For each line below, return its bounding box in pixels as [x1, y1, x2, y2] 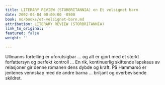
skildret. [5, 75, 22, 81]
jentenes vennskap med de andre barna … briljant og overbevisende [5, 69, 147, 75]
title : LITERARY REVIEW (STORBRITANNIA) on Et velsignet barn [5, 7, 138, 13]
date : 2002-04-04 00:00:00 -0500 [5, 12, 75, 17]
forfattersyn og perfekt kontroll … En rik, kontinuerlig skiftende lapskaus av [5, 59, 160, 65]
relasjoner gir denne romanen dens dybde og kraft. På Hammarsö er [5, 64, 147, 70]
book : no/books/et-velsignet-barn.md [5, 17, 85, 22]
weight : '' [5, 36, 28, 41]
